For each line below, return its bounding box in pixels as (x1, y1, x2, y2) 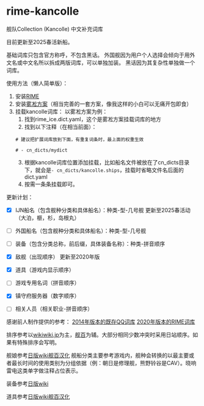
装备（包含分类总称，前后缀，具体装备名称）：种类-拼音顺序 (15, 240, 166, 248)
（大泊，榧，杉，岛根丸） (15, 214, 80, 221)
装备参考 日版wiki (6, 380, 49, 388)
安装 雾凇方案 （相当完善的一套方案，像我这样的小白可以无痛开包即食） (15, 100, 192, 108)
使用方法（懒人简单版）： (6, 79, 68, 87)
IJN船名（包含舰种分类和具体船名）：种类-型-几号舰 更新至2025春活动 (15, 206, 191, 213)
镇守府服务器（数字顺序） (15, 292, 80, 300)
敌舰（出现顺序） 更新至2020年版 (15, 253, 100, 260)
